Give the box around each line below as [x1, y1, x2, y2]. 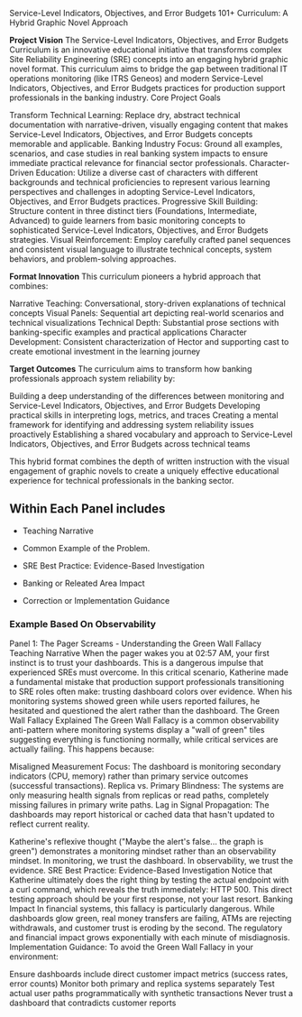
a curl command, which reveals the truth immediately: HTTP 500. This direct [9, 884, 293, 895]
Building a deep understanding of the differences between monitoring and [9, 391, 285, 401]
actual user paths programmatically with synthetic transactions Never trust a [9, 988, 294, 999]
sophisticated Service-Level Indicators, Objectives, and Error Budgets [9, 225, 269, 236]
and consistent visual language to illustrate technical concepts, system [9, 244, 272, 254]
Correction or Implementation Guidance [22, 595, 170, 606]
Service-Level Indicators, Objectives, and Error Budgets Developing [9, 401, 261, 411]
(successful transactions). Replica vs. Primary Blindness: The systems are [9, 781, 284, 791]
